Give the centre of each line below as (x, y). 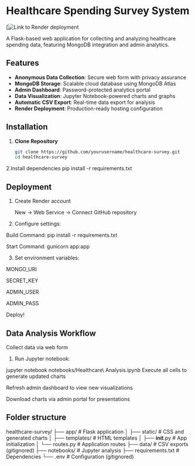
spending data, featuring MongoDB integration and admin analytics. (88, 45)
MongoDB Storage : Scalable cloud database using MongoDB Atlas (95, 83)
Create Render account (43, 201)
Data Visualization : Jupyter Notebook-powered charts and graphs (95, 96)
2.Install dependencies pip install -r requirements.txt (69, 168)
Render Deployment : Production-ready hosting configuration (88, 108)
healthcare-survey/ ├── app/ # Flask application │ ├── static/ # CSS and (95, 431)
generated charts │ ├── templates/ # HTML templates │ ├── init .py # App (97, 438)
